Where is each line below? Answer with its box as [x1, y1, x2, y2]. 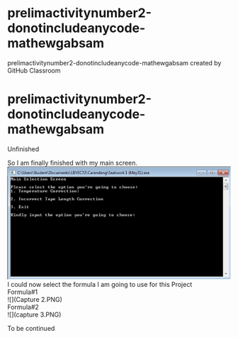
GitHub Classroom [7, 66, 61, 75]
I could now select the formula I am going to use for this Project [7, 280, 193, 289]
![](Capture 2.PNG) [7, 295, 62, 304]
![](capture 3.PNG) [7, 310, 62, 319]
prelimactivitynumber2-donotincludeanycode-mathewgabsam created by [7, 58, 222, 67]
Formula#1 [7, 288, 38, 296]
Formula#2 [7, 303, 39, 312]
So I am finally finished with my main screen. [7, 158, 138, 167]
